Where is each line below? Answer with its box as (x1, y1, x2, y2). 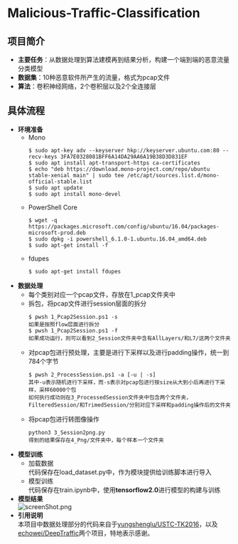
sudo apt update (34, 184, 83, 192)
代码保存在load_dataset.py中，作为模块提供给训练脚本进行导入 (28, 468, 212, 476)
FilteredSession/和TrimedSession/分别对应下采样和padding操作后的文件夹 (28, 401, 231, 409)
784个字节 (28, 357, 59, 365)
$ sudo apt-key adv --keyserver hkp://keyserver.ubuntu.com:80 (28, 147, 220, 154)
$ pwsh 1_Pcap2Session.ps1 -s (28, 313, 119, 320)
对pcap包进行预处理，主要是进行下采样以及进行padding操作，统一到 (28, 347, 229, 357)
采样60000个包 (38, 386, 77, 393)
